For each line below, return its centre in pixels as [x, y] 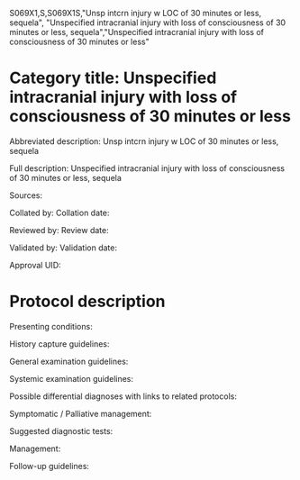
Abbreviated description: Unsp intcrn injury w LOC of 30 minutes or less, [144, 141]
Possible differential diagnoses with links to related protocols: [123, 396]
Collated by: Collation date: [59, 213]
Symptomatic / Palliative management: [81, 413]
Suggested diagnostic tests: [61, 430]
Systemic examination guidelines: [71, 378]
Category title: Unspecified [113, 78]
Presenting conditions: [51, 326]
